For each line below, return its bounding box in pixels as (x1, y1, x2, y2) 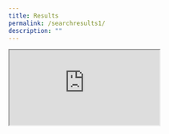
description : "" (8, 26, 62, 35)
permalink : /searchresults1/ (8, 19, 106, 27)
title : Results (8, 11, 59, 20)
